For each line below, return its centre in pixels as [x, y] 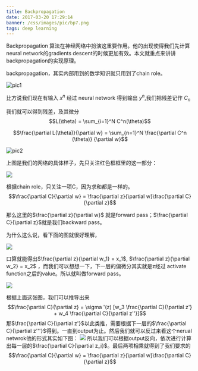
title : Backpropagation [36, 12]
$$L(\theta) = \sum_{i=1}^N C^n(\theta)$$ [100, 121]
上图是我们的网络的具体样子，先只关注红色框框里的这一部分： [82, 163]
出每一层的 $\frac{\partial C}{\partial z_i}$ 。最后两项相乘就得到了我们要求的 [98, 345]
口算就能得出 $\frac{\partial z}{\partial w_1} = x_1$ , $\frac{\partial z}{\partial [98, 259]
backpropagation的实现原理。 [43, 61]
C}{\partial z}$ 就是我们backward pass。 [56, 222]
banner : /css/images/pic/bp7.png [48, 23]
